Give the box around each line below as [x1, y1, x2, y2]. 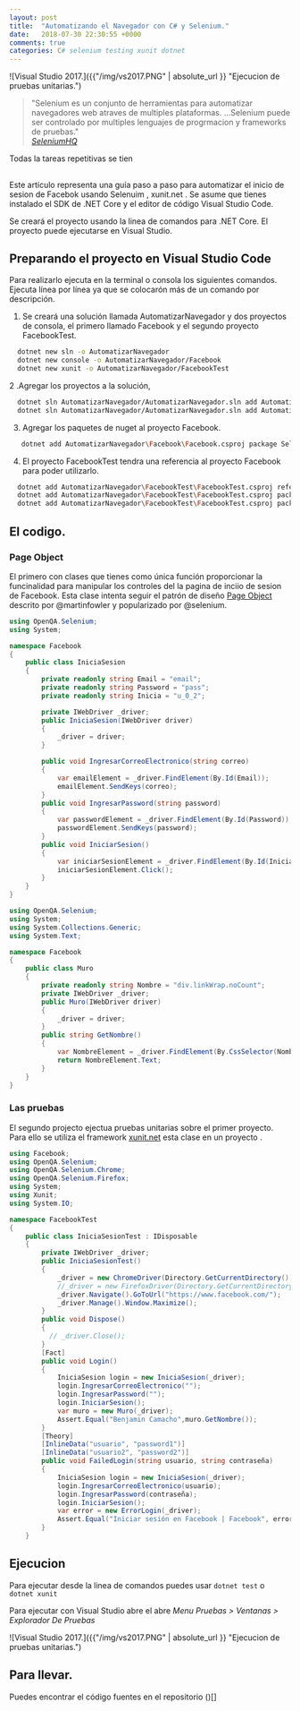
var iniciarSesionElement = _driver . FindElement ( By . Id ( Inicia [56, 857, 294, 866]
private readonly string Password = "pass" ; [41, 683, 210, 692]
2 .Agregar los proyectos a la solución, [9, 380, 151, 390]
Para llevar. [9, 1667, 73, 1683]
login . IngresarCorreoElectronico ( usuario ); [56, 1481, 221, 1491]
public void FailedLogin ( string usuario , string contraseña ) [41, 1457, 274, 1466]
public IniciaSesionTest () [41, 1257, 142, 1266]
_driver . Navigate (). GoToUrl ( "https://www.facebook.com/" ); [56, 1290, 281, 1299]
